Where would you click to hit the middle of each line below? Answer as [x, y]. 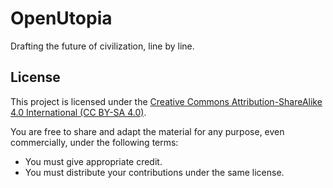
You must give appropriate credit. [93, 161]
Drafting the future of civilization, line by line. [102, 46]
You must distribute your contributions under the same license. [154, 172]
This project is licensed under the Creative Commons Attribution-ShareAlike [166, 101]
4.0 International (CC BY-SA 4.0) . [78, 112]
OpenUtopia [61, 18]
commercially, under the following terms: [94, 142]
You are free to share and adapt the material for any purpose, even [147, 131]
